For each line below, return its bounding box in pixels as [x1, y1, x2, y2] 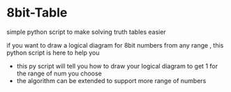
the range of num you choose [16, 69, 102, 77]
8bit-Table [6, 5, 68, 21]
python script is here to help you [6, 48, 100, 57]
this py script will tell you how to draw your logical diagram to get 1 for [16, 62, 218, 70]
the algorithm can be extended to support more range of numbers [16, 76, 207, 84]
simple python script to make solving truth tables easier [6, 28, 167, 36]
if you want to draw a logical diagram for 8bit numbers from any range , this [6, 41, 224, 49]
